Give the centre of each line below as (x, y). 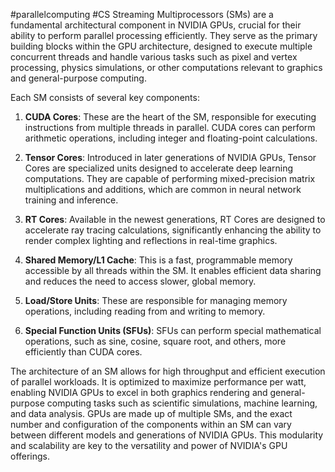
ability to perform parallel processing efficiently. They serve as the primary (164, 35)
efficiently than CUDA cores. (83, 352)
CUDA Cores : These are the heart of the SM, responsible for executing (170, 117)
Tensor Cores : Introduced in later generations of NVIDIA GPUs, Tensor (170, 157)
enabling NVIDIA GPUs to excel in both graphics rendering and (139, 392)
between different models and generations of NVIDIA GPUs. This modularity (167, 435)
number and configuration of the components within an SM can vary (151, 424)
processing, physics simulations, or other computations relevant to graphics (166, 67)
